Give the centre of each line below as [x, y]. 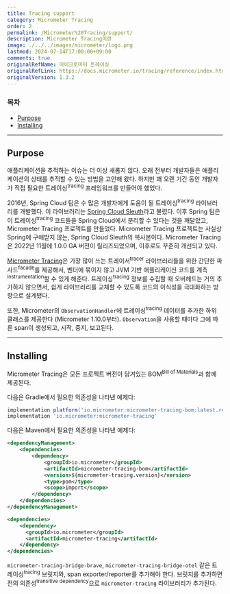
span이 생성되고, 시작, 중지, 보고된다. [64, 328]
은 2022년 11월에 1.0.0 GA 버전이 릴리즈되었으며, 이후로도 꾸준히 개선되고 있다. [112, 246]
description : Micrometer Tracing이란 [59, 39]
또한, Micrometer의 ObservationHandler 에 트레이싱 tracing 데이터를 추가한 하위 [112, 310]
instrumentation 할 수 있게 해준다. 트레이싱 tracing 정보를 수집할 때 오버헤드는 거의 [111, 278]
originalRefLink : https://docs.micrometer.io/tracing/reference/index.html [117, 71]
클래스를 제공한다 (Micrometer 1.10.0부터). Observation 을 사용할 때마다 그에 [109, 319]
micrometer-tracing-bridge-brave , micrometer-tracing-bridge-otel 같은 [109, 565]
